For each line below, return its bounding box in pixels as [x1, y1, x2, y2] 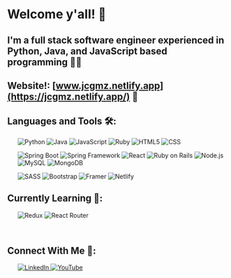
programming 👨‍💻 [7, 56, 82, 68]
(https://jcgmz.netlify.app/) [7, 90, 131, 102]
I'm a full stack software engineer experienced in [7, 34, 225, 46]
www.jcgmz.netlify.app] [55, 80, 164, 92]
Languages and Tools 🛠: [7, 116, 117, 127]
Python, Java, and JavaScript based [7, 45, 167, 57]
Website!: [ [7, 80, 56, 92]
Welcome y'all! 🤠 [7, 6, 107, 22]
